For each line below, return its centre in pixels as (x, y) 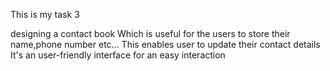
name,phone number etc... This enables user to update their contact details (165, 44)
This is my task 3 (45, 14)
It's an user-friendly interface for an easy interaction (118, 55)
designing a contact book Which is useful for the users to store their (150, 33)
